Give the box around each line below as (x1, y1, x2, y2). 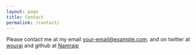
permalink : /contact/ (6, 20, 60, 25)
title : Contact (6, 14, 44, 20)
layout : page (6, 8, 39, 15)
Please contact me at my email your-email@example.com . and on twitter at (6, 36, 191, 43)
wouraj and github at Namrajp (6, 42, 79, 49)
